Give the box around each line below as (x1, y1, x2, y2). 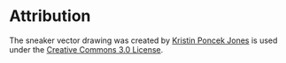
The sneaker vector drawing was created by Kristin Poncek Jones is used (9, 35, 278, 45)
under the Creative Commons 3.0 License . (9, 44, 164, 54)
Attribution (9, 6, 91, 26)
